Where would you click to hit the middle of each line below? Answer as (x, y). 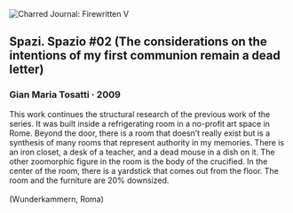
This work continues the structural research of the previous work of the (140, 114)
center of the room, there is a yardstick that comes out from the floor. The (144, 170)
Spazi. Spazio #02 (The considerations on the (139, 42)
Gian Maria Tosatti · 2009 (65, 95)
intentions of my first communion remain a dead (145, 55)
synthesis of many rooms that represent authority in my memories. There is (147, 142)
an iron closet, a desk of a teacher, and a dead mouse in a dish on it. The (142, 152)
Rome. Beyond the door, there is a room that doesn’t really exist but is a (140, 133)
